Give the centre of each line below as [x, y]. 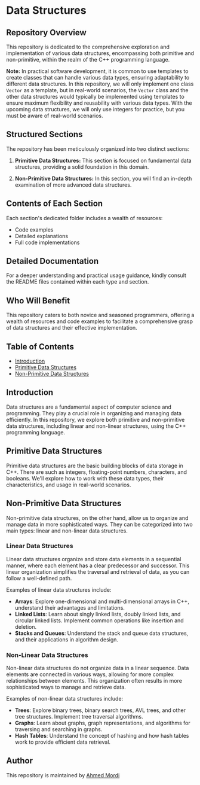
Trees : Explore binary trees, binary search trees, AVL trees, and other [100, 710]
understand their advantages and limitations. [70, 607]
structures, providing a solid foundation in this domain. [82, 167]
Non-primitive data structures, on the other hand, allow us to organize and [97, 518]
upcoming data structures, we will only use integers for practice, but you [96, 109]
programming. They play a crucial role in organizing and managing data [94, 413]
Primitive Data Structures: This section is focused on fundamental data [103, 160]
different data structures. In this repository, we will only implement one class [100, 84]
